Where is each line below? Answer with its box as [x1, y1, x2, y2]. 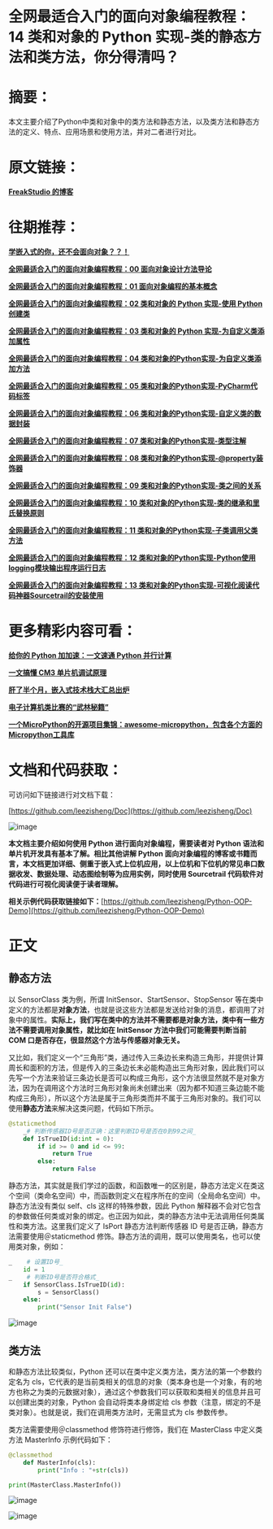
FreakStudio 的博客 [8, 187, 74, 197]
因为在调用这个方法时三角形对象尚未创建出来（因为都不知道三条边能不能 [22, 1082, 265, 1092]
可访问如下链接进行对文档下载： [8, 790, 115, 799]
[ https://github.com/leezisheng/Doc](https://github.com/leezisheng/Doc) [8, 806, 253, 816]
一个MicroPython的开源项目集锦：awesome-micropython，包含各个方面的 [8, 719, 262, 729]
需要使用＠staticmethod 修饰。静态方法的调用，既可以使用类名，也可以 [15, 1231, 254, 1241]
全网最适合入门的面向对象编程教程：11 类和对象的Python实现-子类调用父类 [8, 525, 258, 535]
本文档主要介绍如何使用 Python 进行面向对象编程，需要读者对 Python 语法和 [8, 839, 265, 848]
